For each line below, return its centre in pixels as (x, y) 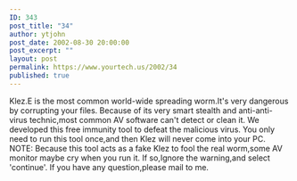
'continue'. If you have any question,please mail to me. (109, 167)
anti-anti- (256, 110)
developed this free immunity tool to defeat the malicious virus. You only (142, 129)
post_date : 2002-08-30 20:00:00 (69, 42)
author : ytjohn (37, 34)
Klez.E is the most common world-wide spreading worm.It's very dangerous (149, 101)
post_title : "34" (41, 26)
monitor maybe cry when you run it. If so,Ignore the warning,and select (140, 158)
